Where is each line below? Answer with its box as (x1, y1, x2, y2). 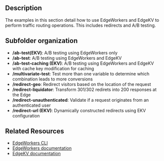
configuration (12, 113, 40, 119)
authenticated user (12, 102, 51, 108)
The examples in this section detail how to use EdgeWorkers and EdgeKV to (5, 17, 160, 23)
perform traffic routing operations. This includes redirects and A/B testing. (5, 22, 156, 28)
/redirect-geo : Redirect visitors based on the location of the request (12, 81, 151, 87)
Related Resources (5, 127, 64, 135)
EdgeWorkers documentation (12, 145, 72, 151)
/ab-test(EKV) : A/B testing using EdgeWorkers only (12, 49, 118, 56)
